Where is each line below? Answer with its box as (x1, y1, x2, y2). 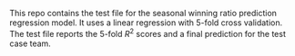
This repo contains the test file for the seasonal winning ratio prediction (9, 8, 278, 18)
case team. (9, 38, 52, 49)
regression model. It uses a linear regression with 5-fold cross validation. (9, 17, 283, 28)
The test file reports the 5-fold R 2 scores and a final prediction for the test (9, 27, 287, 39)
